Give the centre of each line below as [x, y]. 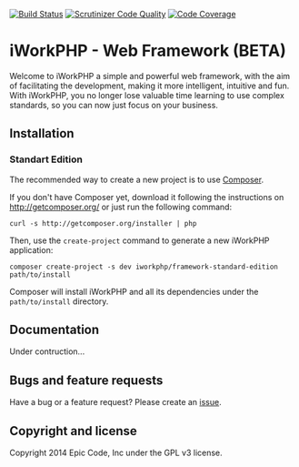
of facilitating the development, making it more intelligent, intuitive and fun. [149, 86]
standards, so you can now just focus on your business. [114, 105]
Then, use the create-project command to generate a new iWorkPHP [140, 240]
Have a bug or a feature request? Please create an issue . [115, 402]
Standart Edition [46, 159]
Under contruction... [47, 351]
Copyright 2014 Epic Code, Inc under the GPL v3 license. [116, 453]
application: [31, 249]
